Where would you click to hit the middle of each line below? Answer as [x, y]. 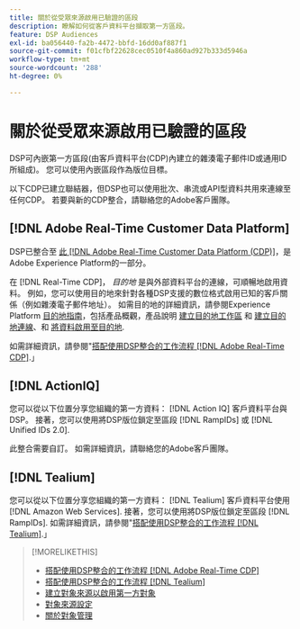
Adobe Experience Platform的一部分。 [80, 263]
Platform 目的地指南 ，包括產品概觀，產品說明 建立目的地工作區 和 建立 [140, 315]
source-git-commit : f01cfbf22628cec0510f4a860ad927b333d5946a [128, 51]
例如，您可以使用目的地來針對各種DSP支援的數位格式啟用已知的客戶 [153, 292]
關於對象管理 [68, 616]
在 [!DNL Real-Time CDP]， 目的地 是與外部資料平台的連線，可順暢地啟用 [145, 282]
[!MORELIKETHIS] [64, 552]
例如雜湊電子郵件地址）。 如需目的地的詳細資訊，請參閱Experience [148, 304]
